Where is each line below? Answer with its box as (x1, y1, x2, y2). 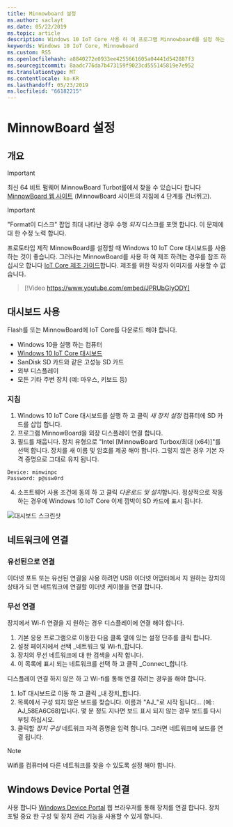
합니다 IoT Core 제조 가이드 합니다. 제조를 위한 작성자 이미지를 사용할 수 (25, 261, 219, 270)
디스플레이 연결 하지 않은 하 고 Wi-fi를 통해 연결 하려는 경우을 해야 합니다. (7, 674, 207, 683)
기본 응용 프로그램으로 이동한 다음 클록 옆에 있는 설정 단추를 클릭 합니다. (17, 633, 212, 642)
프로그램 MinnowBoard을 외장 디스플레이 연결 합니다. (17, 429, 163, 438)
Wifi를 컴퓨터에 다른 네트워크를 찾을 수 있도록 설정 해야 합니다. (7, 761, 176, 770)
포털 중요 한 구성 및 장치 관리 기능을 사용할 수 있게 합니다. (7, 812, 163, 821)
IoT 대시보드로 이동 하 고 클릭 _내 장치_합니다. (17, 689, 141, 697)
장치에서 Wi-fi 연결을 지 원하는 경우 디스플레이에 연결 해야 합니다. (7, 619, 184, 627)
